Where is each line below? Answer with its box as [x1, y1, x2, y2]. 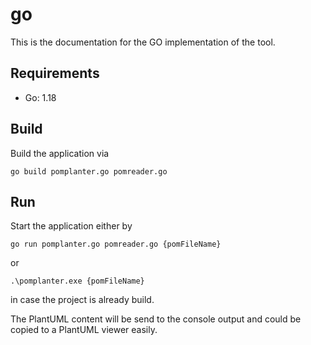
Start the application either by [10, 220, 133, 232]
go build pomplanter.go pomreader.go [10, 166, 168, 177]
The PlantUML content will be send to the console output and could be [10, 313, 302, 325]
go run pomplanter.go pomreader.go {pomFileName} [10, 239, 222, 250]
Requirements [10, 65, 100, 82]
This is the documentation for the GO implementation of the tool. [10, 36, 276, 48]
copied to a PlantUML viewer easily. [10, 324, 158, 336]
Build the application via [10, 147, 110, 159]
